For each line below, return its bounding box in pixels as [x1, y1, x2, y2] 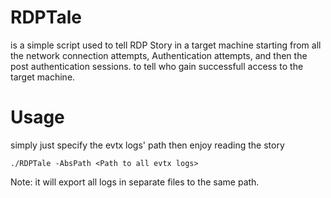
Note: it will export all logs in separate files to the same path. [10, 176, 260, 188]
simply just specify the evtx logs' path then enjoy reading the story [10, 139, 285, 151]
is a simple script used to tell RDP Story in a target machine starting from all [10, 39, 322, 51]
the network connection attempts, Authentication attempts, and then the [10, 49, 308, 61]
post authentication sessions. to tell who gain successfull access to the [10, 60, 304, 72]
